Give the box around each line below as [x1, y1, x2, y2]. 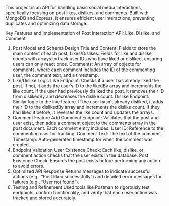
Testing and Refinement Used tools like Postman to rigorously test [12, 184, 150, 190]
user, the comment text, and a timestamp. [12, 72, 99, 78]
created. [12, 142, 30, 148]
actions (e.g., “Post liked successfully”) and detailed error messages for [12, 174, 162, 179]
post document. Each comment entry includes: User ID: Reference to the [12, 125, 164, 131]
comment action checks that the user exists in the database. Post [12, 152, 149, 158]
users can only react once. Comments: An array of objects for [12, 61, 141, 67]
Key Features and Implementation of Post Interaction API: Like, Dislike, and [5, 30, 160, 36]
